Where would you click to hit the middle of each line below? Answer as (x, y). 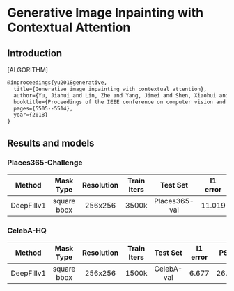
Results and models (51, 143)
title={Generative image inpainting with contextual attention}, (110, 89)
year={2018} (31, 115)
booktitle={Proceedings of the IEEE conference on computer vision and (120, 102)
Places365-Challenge (45, 163)
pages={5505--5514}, (43, 108)
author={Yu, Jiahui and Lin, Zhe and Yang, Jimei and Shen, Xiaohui (115, 95)
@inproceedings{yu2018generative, (57, 83)
